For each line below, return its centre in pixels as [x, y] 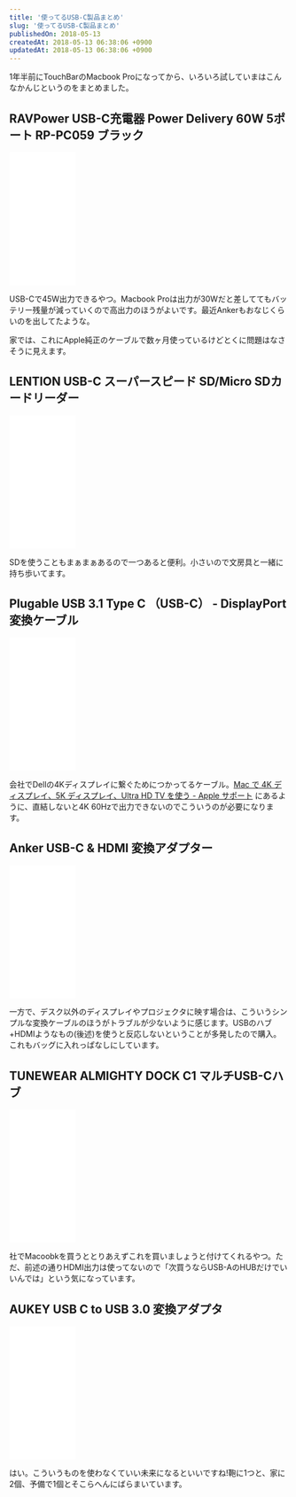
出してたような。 [63, 321]
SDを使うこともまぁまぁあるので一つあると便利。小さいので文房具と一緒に [147, 562]
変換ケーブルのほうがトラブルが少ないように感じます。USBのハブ [152, 1023]
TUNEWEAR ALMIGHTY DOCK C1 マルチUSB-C [141, 1075]
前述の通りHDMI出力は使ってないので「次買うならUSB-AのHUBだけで [152, 1267]
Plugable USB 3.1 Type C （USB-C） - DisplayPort [148, 604]
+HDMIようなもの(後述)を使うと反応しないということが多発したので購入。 [145, 1034]
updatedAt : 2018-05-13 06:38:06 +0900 [81, 51]
